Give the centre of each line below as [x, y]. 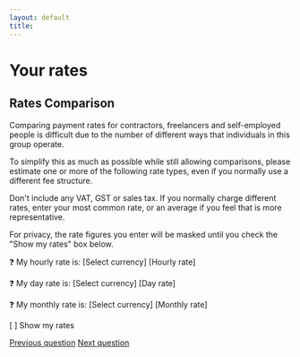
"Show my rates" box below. [61, 244]
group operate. [37, 144]
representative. [37, 217]
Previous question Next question [69, 343]
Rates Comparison [62, 104]
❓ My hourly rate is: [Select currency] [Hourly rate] [103, 262]
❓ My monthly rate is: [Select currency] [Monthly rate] [108, 304]
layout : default [39, 17]
